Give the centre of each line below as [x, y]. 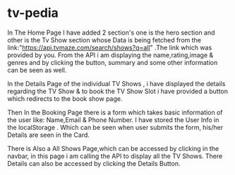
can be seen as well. [37, 70]
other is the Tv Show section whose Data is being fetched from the [104, 40]
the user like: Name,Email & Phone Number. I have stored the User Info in [113, 120]
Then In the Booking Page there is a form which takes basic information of [115, 112]
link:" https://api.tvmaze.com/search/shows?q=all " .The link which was [110, 47]
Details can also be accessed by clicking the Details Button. [94, 163]
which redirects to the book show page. [65, 98]
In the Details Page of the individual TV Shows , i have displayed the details [116, 83]
